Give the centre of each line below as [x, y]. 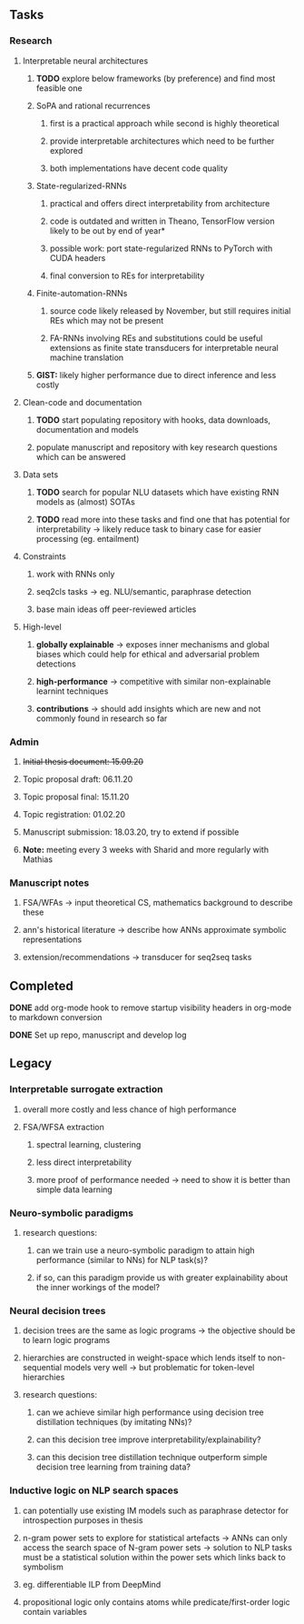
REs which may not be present [107, 320]
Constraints [44, 556]
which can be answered [81, 456]
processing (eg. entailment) [88, 538]
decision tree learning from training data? [113, 1467]
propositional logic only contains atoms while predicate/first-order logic [156, 1602]
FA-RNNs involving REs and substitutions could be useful [156, 338]
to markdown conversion [56, 1018]
